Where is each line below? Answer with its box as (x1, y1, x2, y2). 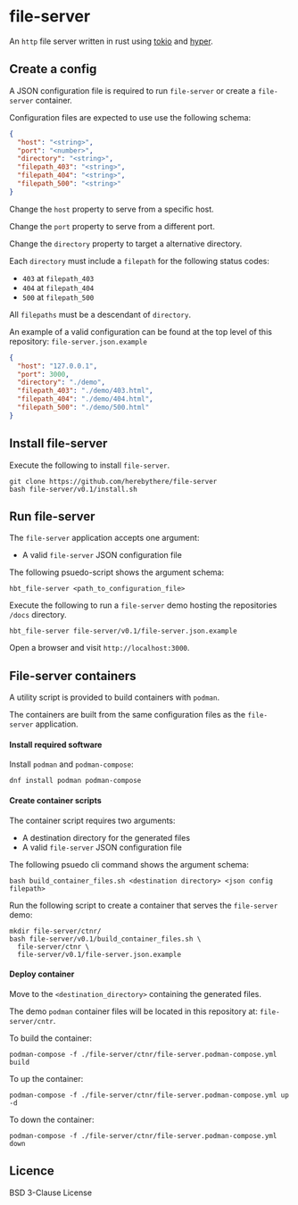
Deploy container (9, 968, 75, 979)
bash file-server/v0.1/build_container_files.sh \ (9, 935, 202, 943)
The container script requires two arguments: (9, 815, 176, 826)
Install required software (9, 739, 103, 750)
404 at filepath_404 (21, 282, 95, 293)
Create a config (9, 62, 97, 77)
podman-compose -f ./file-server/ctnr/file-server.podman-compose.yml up (9, 1091, 290, 1100)
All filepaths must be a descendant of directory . (9, 309, 192, 320)
